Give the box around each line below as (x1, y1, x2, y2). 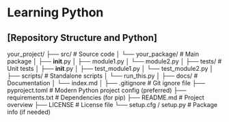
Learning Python (7, 5, 104, 20)
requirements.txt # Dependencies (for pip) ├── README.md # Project (7, 93, 205, 102)
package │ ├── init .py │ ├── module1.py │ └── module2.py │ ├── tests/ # (7, 57, 222, 65)
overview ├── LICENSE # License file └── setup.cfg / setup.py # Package (7, 101, 217, 108)
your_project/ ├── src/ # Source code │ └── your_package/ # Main (7, 50, 200, 58)
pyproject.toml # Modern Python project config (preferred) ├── (7, 87, 187, 94)
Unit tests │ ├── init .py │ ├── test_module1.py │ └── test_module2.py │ (7, 65, 214, 72)
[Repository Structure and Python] (7, 32, 157, 44)
